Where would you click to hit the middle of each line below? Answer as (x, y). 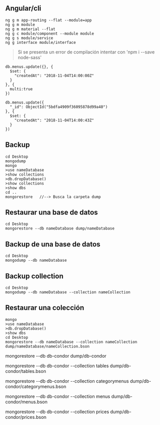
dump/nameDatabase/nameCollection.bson (47, 346)
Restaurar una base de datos (52, 212)
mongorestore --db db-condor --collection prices (57, 411)
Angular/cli (23, 8)
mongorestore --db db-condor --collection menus (58, 396)
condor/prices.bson (26, 417)
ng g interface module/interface (41, 42)
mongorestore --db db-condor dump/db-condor (56, 356)
